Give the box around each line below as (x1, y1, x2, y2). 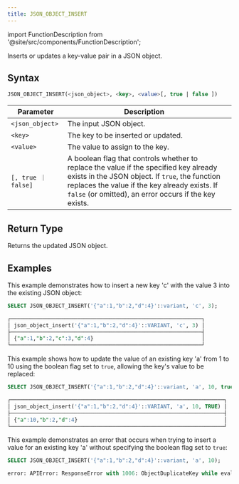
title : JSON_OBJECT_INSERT (7, 10, 87, 18)
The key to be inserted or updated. (67, 130, 183, 140)
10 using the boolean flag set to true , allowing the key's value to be (7, 362, 204, 371)
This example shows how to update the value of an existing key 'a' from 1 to (7, 354, 230, 364)
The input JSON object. (67, 119, 146, 129)
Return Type (7, 222, 63, 235)
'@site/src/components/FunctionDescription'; (7, 37, 141, 46)
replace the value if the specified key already (67, 163, 218, 173)
